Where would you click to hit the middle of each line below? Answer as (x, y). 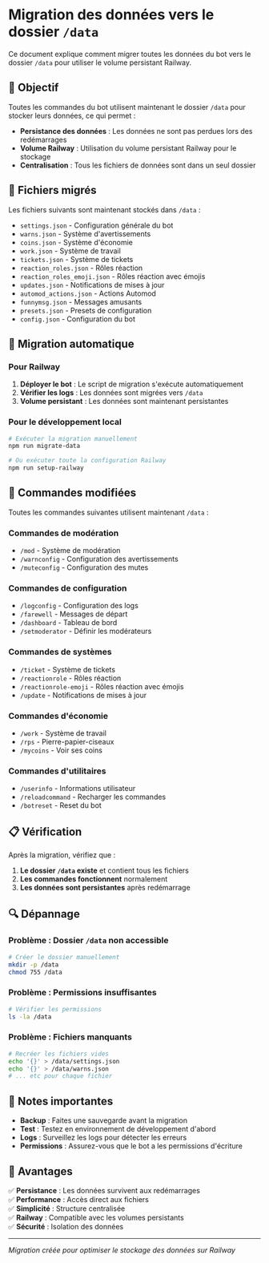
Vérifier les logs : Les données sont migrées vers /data (111, 393)
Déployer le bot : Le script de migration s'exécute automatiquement (132, 384)
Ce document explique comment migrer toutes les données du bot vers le (130, 54)
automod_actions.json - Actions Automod (88, 293)
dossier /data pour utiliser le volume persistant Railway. (100, 63)
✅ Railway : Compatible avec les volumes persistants (96, 1217)
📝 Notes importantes (61, 1101)
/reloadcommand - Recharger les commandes (93, 797)
